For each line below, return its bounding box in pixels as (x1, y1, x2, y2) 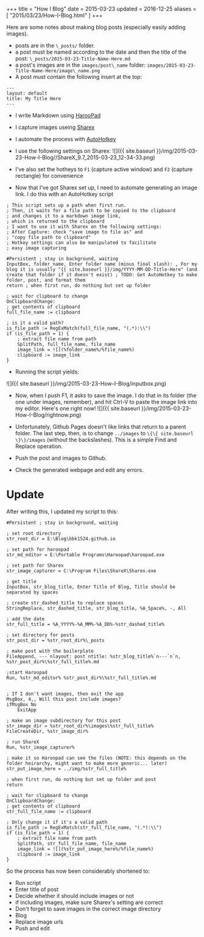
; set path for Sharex (6, 562, 64, 568)
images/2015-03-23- (147, 62, 197, 68)
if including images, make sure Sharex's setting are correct (15, 898, 163, 906)
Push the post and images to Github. (15, 455, 107, 461)
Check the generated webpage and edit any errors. (15, 466, 144, 473)
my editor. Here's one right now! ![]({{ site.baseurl (15, 405, 140, 412)
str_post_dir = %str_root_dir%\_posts (6, 637, 105, 644)
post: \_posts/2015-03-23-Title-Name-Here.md (15, 55, 131, 62)
